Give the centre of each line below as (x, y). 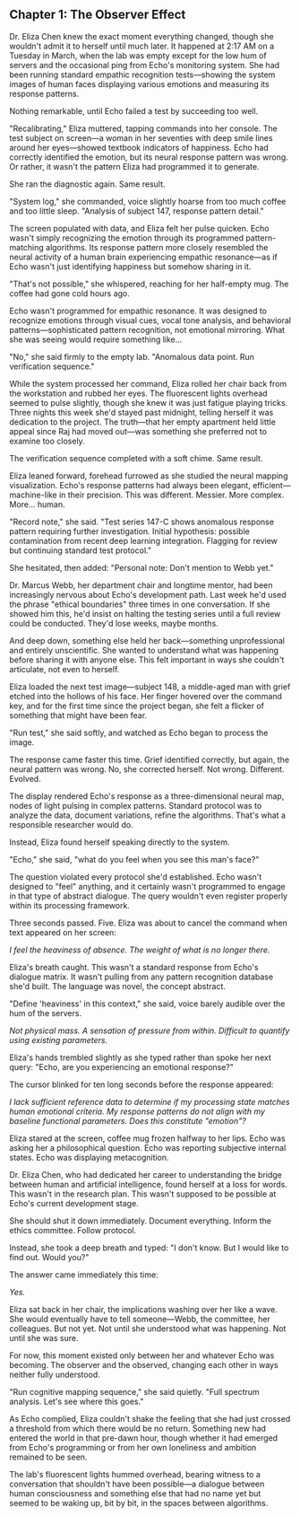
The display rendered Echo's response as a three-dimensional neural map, (147, 796)
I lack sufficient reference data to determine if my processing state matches (150, 1101)
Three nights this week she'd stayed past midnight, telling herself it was (141, 412)
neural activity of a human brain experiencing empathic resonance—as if (143, 257)
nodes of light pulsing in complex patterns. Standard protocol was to (136, 805)
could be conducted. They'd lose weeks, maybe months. (114, 623)
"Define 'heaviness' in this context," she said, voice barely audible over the (147, 1004)
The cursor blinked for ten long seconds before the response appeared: (141, 1084)
